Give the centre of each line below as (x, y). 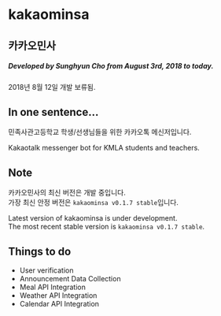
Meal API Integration (53, 287)
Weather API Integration (58, 295)
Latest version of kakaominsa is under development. (93, 218)
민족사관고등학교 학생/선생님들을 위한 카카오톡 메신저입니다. (100, 132)
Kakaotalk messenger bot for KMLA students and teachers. (104, 148)
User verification (46, 270)
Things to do (40, 251)
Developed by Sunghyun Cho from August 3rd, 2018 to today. (111, 66)
